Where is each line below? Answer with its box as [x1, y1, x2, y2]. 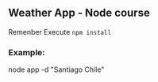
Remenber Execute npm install [8, 27, 112, 36]
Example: [8, 47, 45, 58]
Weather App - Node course [8, 6, 151, 20]
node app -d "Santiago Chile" [8, 65, 105, 74]
